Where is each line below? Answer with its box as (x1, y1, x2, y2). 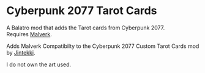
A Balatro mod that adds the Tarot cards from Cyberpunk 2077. (6, 24, 165, 31)
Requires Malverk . (6, 30, 52, 37)
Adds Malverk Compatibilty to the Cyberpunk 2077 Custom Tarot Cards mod (6, 42, 199, 50)
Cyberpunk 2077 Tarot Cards (6, 4, 157, 18)
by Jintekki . (6, 48, 35, 56)
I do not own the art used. (6, 61, 72, 68)
